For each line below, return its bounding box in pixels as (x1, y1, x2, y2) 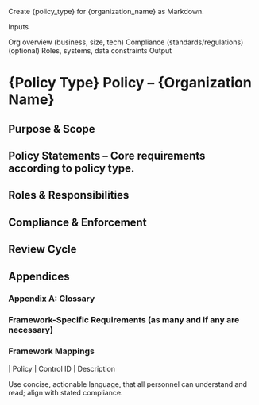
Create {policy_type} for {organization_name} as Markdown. (8, 7, 204, 16)
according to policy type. (8, 161, 135, 175)
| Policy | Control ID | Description (8, 364, 116, 373)
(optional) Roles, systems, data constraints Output (8, 46, 172, 55)
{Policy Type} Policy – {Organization (8, 74, 252, 92)
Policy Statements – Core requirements (8, 148, 206, 162)
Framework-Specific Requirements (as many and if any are (8, 314, 240, 326)
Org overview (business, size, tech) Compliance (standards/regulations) (8, 37, 244, 47)
